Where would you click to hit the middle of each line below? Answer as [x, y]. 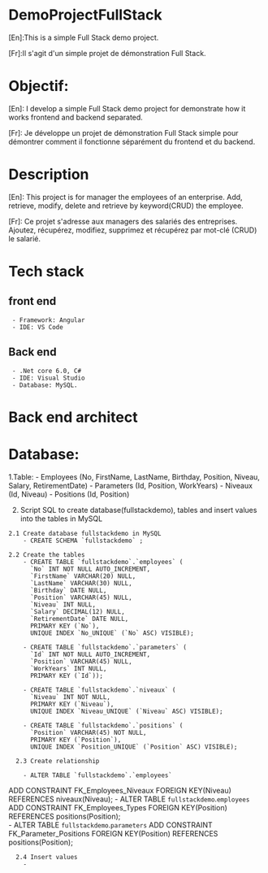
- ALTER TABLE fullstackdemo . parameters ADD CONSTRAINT [110, 825]
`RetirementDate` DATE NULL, [79, 619]
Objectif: [39, 86]
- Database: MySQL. [45, 385]
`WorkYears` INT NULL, [68, 668]
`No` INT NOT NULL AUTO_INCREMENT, [90, 569]
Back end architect [73, 417]
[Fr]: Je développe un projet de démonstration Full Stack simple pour [123, 132]
